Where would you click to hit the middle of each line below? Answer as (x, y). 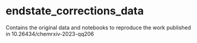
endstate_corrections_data (75, 11)
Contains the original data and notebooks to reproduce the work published (98, 27)
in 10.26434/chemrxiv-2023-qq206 (50, 33)
